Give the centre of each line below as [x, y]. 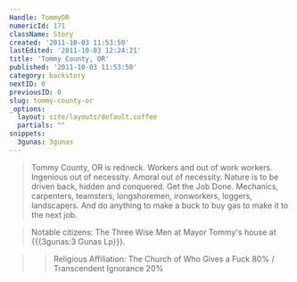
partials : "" [41, 126]
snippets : [28, 134]
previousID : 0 [36, 92]
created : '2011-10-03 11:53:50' [69, 42]
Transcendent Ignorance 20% [108, 268]
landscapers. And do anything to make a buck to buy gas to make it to [159, 205]
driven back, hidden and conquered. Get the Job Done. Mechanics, [155, 186]
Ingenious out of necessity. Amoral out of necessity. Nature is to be [155, 177]
